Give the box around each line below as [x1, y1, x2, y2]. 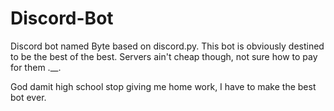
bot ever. [10, 91, 47, 103]
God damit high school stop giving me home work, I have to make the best [10, 80, 317, 92]
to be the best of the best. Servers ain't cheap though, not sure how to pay [10, 50, 318, 62]
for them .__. [10, 61, 62, 73]
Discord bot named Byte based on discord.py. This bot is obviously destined [10, 40, 325, 52]
